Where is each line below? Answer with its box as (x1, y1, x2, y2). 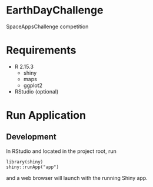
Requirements (6, 44, 76, 57)
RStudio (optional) (14, 88, 59, 95)
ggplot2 (23, 82, 43, 89)
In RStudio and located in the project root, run (6, 148, 117, 155)
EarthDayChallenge (6, 4, 104, 17)
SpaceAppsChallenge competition (6, 23, 89, 30)
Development (6, 132, 57, 142)
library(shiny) (6, 159, 44, 165)
